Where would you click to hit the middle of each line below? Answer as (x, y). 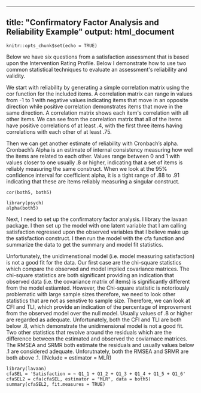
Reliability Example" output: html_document (90, 32)
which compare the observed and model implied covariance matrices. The (98, 269)
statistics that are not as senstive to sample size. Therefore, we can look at (98, 300)
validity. (16, 76)
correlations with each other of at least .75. (59, 131)
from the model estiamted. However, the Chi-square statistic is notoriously (98, 288)
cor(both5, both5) (29, 192)
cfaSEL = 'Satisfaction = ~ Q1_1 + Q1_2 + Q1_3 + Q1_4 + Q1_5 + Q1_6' (96, 374)
